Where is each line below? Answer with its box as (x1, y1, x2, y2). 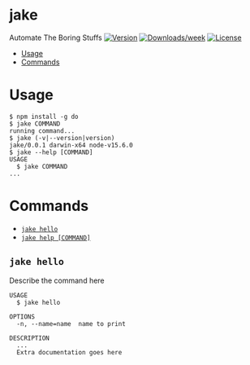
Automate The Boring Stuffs (9, 33, 102, 42)
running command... (9, 126, 75, 135)
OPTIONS (9, 312, 36, 321)
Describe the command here (9, 275, 105, 285)
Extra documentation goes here (16, 348, 123, 356)
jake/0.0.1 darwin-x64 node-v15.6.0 (9, 141, 133, 149)
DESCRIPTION (9, 334, 50, 342)
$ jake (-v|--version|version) (9, 134, 115, 142)
